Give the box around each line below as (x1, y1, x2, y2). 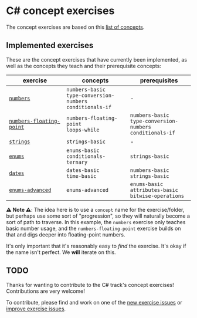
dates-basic (66, 167, 100, 174)
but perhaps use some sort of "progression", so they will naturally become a (6, 212, 191, 219)
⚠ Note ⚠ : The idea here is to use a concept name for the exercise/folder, (6, 206, 185, 213)
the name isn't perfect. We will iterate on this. (6, 248, 116, 256)
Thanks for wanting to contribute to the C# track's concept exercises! (6, 281, 174, 288)
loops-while (66, 126, 100, 133)
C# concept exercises (6, 4, 115, 18)
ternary (66, 158, 88, 165)
